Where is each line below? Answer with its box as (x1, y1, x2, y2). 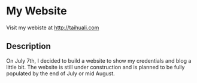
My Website (6, 4, 67, 18)
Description (6, 41, 51, 51)
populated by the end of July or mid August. (6, 70, 115, 77)
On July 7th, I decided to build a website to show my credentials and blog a (6, 57, 192, 64)
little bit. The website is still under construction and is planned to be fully (6, 63, 185, 70)
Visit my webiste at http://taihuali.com (6, 24, 99, 31)
